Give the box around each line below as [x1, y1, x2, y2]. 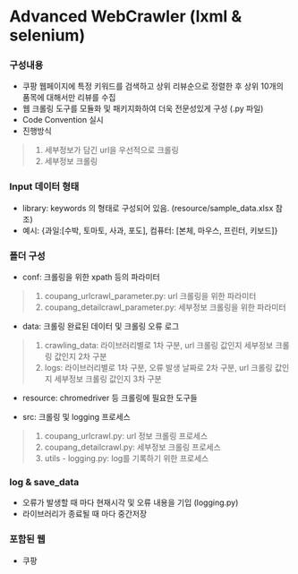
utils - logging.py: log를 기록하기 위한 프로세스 [44, 453, 209, 464]
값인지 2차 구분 [54, 351, 107, 362]
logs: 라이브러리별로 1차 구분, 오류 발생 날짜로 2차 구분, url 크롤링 [44, 363, 273, 373]
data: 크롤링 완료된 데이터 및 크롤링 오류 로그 [21, 321, 180, 332]
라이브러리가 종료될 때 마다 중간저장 [21, 509, 148, 519]
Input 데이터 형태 [9, 181, 80, 193]
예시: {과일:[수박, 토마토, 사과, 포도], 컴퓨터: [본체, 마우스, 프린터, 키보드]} [21, 225, 278, 236]
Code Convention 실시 [21, 115, 105, 125]
